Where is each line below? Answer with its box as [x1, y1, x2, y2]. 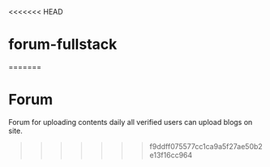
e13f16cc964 [149, 150, 193, 160]
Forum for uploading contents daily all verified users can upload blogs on [8, 117, 253, 126]
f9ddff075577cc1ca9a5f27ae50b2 [149, 141, 264, 151]
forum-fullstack [8, 36, 118, 54]
